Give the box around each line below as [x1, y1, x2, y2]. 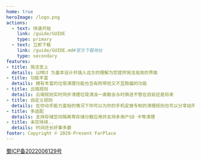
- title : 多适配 [6, 108, 44, 114]
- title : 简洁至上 [6, 64, 49, 70]
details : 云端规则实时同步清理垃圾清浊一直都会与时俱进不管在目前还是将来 [11, 92, 174, 98]
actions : [6, 20, 28, 26]
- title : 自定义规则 [6, 97, 53, 103]
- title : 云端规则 [6, 86, 49, 92]
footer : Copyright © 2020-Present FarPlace [6, 130, 117, 137]
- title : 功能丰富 [6, 75, 49, 81]
